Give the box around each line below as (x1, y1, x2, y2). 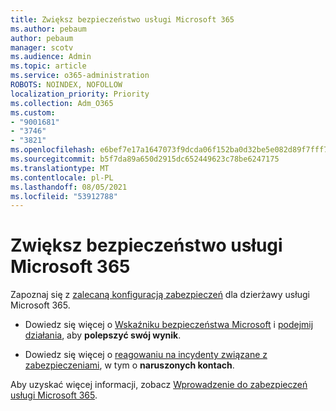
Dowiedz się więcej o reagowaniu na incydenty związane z (24, 349, 268, 361)
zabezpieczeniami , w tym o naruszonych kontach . (24, 359, 235, 371)
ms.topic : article (10, 61, 87, 71)
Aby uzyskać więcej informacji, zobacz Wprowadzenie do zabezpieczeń (10, 379, 308, 391)
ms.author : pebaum (10, 24, 87, 34)
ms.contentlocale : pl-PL (10, 172, 114, 183)
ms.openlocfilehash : (10, 145, 97, 155)
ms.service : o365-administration (10, 71, 150, 81)
